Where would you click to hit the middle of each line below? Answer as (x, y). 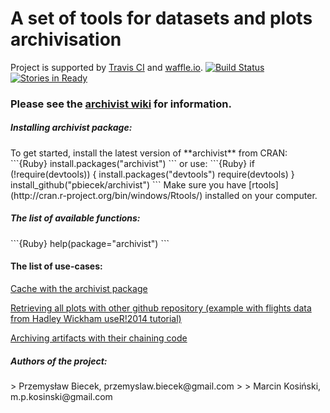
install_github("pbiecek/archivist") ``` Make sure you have (128, 184)
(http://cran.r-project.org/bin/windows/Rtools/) (106, 195)
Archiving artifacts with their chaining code (99, 338)
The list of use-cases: (56, 266)
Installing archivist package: (71, 128)
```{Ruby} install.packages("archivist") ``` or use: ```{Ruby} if (132, 163)
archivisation (66, 39)
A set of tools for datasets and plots (161, 18)
